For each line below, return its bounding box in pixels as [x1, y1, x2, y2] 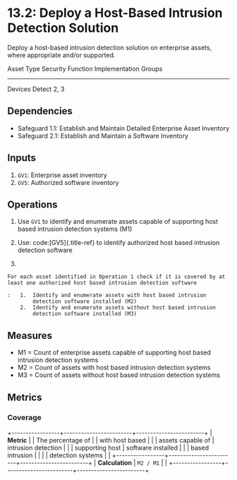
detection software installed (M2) [32, 298, 138, 305]
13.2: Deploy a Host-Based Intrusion [7, 5, 224, 21]
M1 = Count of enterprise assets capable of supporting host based [17, 348, 212, 357]
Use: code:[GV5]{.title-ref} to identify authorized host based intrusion [17, 239, 220, 247]
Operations [7, 198, 58, 210]
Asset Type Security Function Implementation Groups [7, 64, 163, 73]
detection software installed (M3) [32, 311, 138, 318]
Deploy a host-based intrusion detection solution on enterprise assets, [7, 43, 212, 52]
